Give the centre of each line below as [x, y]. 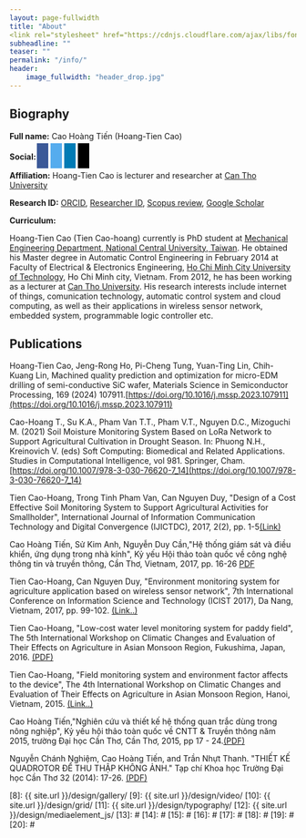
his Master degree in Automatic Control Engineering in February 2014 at [144, 257]
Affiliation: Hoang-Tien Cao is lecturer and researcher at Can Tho [133, 175]
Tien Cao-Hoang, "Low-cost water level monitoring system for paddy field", [151, 628]
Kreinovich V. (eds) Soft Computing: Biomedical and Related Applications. [147, 451]
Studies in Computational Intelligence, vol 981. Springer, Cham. [127, 461]
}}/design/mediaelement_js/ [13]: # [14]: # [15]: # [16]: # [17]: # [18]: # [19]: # [152, 815]
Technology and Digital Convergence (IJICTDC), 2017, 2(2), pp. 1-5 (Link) [145, 527]
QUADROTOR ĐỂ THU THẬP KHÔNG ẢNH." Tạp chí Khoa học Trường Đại [147, 768]
